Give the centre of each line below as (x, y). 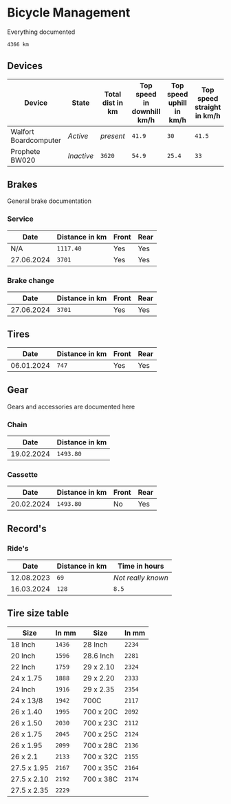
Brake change (31, 280)
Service (20, 219)
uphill (177, 103)
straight (208, 107)
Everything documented (41, 32)
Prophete (25, 151)
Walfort (22, 131)
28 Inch (95, 645)
